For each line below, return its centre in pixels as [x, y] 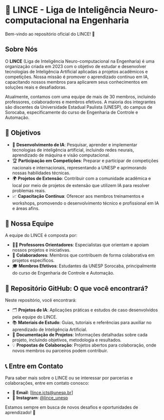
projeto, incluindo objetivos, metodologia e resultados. [67, 340]
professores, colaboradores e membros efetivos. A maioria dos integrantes [81, 102]
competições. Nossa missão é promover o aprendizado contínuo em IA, [77, 77]
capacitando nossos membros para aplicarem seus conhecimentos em [76, 82]
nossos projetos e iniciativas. [41, 250]
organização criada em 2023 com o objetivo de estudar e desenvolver [76, 66]
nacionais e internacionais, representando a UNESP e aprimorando [79, 167]
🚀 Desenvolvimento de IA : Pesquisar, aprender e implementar [75, 144]
